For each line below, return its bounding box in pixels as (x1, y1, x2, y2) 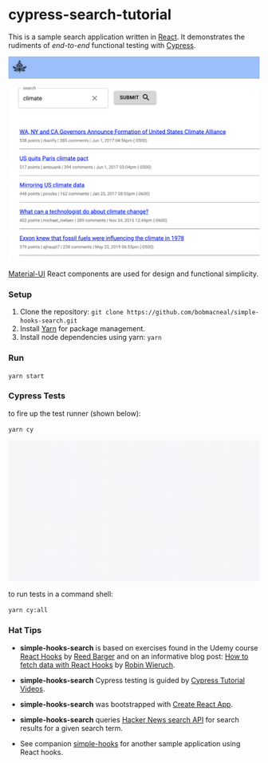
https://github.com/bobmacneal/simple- (126, 309, 259, 317)
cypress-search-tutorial (8, 6, 171, 24)
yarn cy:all (8, 607, 48, 615)
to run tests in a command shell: (8, 589, 113, 599)
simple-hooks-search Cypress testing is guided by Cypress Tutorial (19, 675, 246, 685)
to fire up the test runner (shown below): (8, 409, 141, 418)
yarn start (8, 372, 45, 380)
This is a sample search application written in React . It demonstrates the (8, 32, 246, 42)
